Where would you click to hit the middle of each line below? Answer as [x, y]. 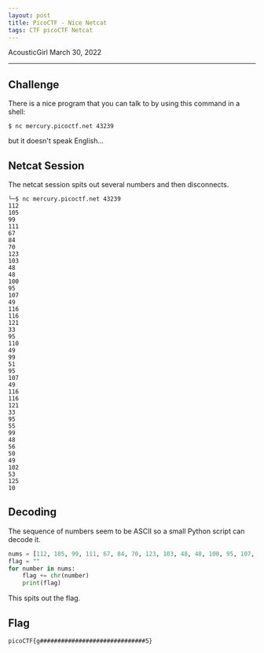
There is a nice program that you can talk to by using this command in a [124, 104]
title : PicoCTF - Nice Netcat [58, 23]
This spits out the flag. [44, 598]
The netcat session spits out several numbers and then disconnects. [119, 184]
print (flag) [42, 583]
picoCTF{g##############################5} [81, 641]
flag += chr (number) [56, 576]
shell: [17, 112]
